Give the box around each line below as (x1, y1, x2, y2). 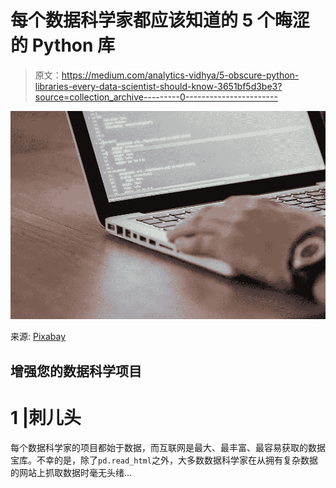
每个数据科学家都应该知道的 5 (10, 9, 254, 32)
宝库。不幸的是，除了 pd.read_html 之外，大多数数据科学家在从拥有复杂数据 (10, 454, 318, 466)
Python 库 (31, 34, 116, 57)
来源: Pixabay (10, 331, 67, 343)
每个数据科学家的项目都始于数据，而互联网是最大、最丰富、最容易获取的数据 (10, 441, 326, 453)
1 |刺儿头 (10, 406, 82, 429)
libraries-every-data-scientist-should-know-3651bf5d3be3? (34, 80, 283, 92)
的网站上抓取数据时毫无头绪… (10, 466, 133, 478)
